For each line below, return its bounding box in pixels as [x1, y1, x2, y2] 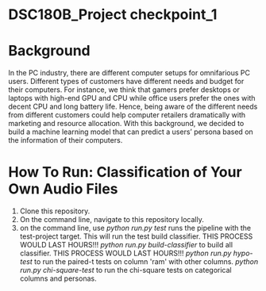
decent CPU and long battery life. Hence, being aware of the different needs [8, 101, 258, 112]
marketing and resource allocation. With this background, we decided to [8, 119, 245, 128]
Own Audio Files [8, 180, 118, 198]
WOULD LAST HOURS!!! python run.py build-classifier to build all [19, 240, 233, 250]
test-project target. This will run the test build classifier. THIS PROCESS [19, 232, 253, 241]
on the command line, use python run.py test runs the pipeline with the [19, 224, 252, 233]
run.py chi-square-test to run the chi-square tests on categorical [19, 266, 232, 275]
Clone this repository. [19, 206, 91, 216]
